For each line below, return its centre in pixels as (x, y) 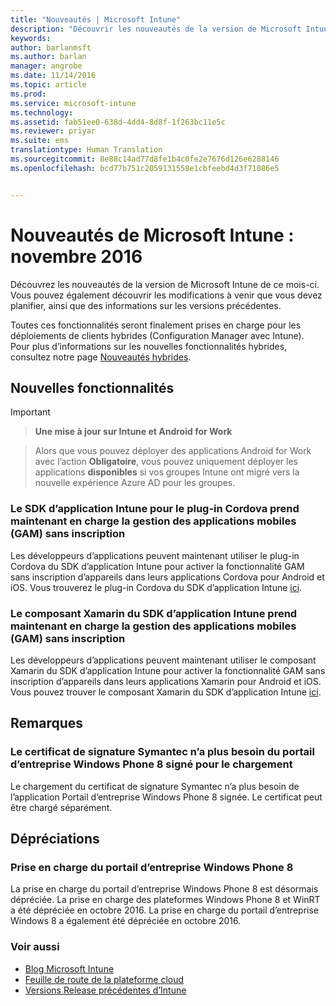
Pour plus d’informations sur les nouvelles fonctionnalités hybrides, (149, 346)
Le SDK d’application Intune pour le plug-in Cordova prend (155, 509)
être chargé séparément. (61, 807)
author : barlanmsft (51, 47)
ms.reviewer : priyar (53, 131)
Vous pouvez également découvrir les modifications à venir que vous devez (166, 295)
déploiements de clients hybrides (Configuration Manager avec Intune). (157, 335)
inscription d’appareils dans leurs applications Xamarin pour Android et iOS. (166, 681)
